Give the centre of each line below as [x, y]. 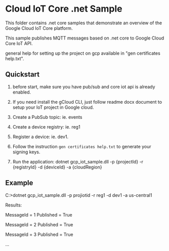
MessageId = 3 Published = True [39, 234]
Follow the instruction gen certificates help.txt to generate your [82, 146]
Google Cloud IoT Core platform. [39, 28]
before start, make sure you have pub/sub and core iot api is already [84, 87]
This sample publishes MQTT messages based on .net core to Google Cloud [85, 38]
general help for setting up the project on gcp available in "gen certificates [83, 53]
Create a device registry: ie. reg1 [46, 127]
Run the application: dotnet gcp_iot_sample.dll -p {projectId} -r [78, 161]
